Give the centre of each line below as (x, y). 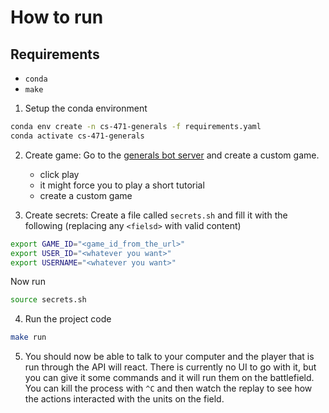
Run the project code (68, 319)
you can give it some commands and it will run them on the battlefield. (169, 378)
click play (59, 174)
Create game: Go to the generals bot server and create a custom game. (172, 155)
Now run (28, 282)
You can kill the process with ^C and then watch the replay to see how (168, 388)
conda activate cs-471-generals (77, 136)
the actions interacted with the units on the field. (124, 399)
